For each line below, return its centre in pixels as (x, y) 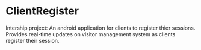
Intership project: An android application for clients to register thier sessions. (100, 28)
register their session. (32, 40)
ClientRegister (42, 11)
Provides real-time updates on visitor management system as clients (91, 34)
